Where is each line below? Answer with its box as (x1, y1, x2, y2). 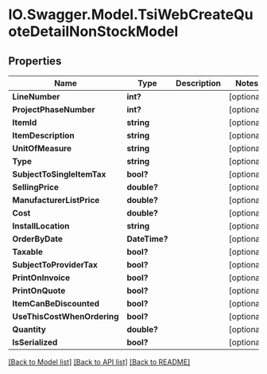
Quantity (12, 324, 46, 335)
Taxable (12, 247, 44, 257)
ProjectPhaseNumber (12, 104, 95, 115)
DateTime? (126, 233, 168, 244)
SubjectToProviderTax (12, 259, 98, 270)
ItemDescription (12, 130, 75, 141)
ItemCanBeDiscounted (12, 298, 100, 309)
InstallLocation (12, 220, 70, 232)
